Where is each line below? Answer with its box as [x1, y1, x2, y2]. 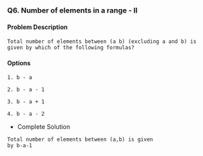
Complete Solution [17, 123, 71, 131]
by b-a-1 [7, 142, 33, 149]
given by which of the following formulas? [7, 44, 135, 51]
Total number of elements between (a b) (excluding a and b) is [7, 38, 197, 45]
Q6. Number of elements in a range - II [7, 6, 138, 15]
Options [7, 58, 31, 67]
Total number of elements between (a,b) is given [7, 136, 154, 144]
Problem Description [7, 23, 68, 31]
